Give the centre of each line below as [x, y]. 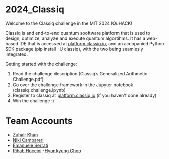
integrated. [17, 54]
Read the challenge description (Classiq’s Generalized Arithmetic [80, 73]
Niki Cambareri [28, 140]
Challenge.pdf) [28, 79]
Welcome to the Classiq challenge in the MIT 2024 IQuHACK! [69, 23]
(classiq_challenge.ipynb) [39, 90]
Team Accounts [39, 121]
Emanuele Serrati [31, 145]
